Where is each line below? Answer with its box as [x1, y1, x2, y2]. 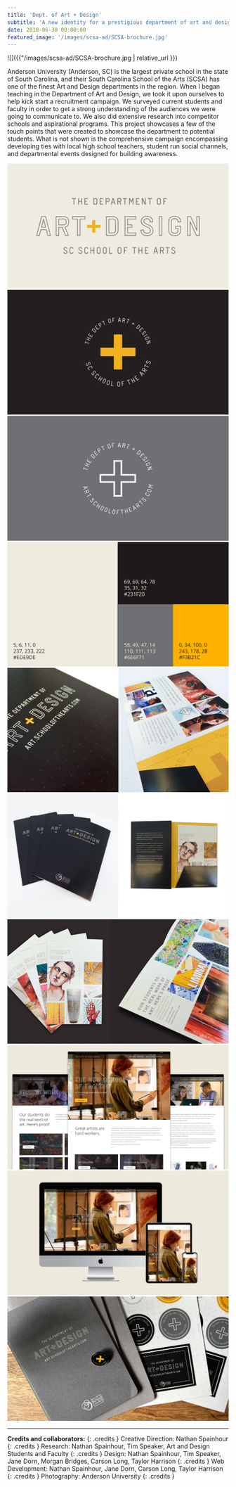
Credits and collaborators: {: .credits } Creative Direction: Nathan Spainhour [7, 1435, 229, 1443]
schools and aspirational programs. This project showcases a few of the [7, 120, 216, 128]
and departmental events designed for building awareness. [7, 150, 178, 158]
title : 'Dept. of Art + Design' [7, 11, 102, 18]
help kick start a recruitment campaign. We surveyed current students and [7, 97, 223, 106]
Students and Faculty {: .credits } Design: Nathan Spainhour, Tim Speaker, [7, 1450, 221, 1458]
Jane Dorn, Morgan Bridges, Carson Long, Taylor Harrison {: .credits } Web [7, 1457, 225, 1466]
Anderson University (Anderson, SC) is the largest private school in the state [7, 68, 228, 76]
